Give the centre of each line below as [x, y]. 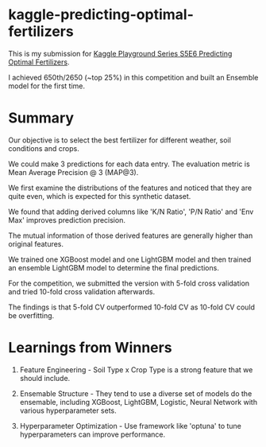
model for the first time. [47, 86]
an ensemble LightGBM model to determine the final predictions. [114, 267]
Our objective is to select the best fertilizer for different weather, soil [120, 140]
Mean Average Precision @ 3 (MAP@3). [73, 172]
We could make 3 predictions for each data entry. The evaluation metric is [129, 164]
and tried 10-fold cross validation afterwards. [82, 291]
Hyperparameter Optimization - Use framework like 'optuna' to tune [131, 426]
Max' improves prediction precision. [67, 220]
